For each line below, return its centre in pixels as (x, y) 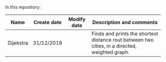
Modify (77, 19)
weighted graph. (110, 52)
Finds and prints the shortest (124, 34)
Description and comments (125, 22)
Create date (47, 22)
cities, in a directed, (114, 46)
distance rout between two (123, 40)
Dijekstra (18, 43)
